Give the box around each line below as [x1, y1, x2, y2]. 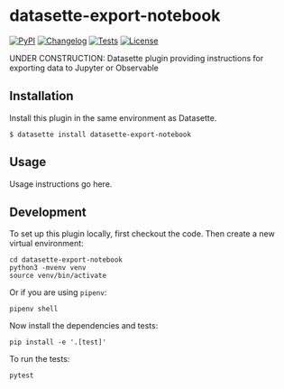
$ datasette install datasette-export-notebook [9, 130, 192, 139]
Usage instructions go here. [9, 178, 113, 190]
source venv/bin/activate [9, 272, 106, 281]
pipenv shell [9, 304, 59, 314]
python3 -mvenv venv [9, 264, 87, 273]
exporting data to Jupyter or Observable [9, 62, 160, 73]
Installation [9, 88, 74, 104]
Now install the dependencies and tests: [9, 320, 159, 331]
